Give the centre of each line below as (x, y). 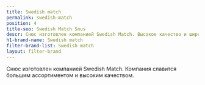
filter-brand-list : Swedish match (50, 46)
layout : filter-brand (34, 52)
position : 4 (21, 23)
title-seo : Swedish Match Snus (46, 29)
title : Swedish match (34, 12)
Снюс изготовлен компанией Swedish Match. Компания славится (92, 69)
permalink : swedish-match (39, 18)
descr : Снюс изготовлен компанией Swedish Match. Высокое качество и (97, 35)
